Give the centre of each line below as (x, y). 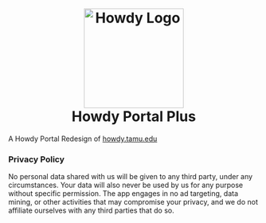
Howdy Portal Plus (134, 117)
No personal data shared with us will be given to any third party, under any (131, 177)
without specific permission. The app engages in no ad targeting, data (123, 194)
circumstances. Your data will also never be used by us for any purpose (126, 185)
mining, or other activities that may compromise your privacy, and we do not (133, 202)
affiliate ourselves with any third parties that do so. (91, 210)
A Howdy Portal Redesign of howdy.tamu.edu (83, 139)
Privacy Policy (37, 159)
